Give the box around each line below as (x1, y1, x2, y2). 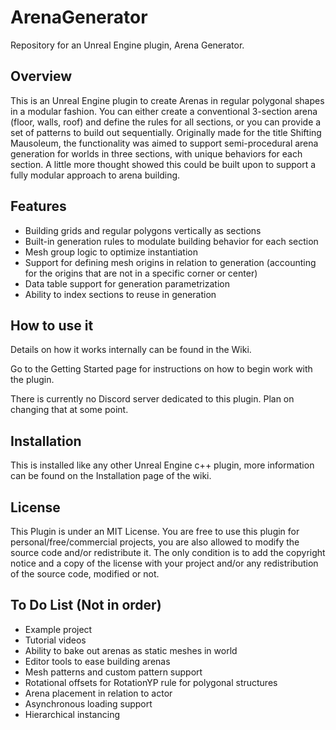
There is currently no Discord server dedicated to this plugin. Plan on (10, 393, 295, 405)
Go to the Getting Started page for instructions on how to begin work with (10, 363, 313, 375)
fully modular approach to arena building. (10, 169, 181, 181)
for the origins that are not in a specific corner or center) (24, 267, 258, 279)
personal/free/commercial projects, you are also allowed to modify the (10, 536, 300, 548)
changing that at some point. (10, 404, 129, 416)
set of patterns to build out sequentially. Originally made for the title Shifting (10, 126, 322, 138)
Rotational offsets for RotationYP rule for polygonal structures (24, 676, 278, 688)
